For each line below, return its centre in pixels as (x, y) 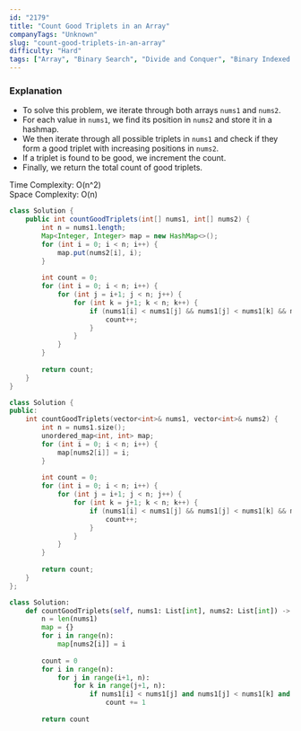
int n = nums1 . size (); (84, 427)
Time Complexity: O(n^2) (55, 185)
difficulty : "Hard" (46, 51)
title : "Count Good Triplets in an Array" (90, 26)
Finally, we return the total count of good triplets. (112, 168)
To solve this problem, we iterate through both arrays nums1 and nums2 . (151, 110)
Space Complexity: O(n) (54, 195)
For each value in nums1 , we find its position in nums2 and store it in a (147, 120)
